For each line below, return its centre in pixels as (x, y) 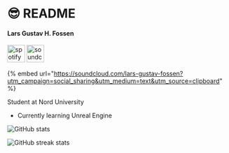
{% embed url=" (31, 74)
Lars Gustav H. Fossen (41, 33)
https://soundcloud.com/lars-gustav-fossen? (118, 74)
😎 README (41, 14)
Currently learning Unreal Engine (64, 116)
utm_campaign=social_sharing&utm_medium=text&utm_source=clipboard (113, 81)
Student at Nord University (46, 102)
